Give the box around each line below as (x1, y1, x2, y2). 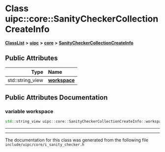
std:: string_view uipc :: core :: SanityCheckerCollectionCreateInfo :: (5, 119, 146, 124)
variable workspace (5, 108, 54, 115)
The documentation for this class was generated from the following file (5, 137, 149, 143)
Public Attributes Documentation (5, 93, 108, 102)
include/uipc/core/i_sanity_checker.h (5, 142, 84, 147)
